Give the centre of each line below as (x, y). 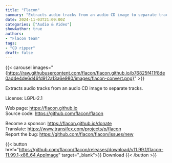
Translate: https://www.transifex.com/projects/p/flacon (63, 129)
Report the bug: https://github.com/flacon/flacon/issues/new (70, 134)
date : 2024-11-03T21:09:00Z (35, 19)
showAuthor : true (24, 29)
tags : (11, 43)
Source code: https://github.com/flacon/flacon (55, 113)
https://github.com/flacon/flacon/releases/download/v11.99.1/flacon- (91, 149)
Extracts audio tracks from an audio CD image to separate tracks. (74, 88)
